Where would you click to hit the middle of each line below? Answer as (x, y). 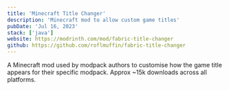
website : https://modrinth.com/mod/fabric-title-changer (90, 39)
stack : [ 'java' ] (30, 33)
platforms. (22, 79)
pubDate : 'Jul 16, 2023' (43, 26)
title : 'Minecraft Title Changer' (57, 13)
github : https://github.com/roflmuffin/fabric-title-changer (97, 45)
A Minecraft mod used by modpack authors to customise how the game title (115, 65)
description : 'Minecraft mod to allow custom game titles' (94, 20)
